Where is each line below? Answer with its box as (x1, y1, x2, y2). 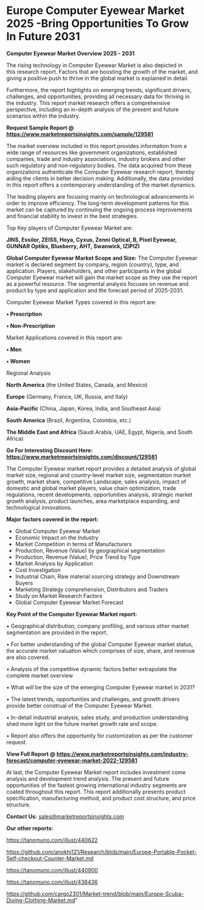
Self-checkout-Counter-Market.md (6, 855, 94, 862)
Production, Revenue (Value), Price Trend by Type (15, 553, 141, 561)
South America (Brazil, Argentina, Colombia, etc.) (6, 416, 132, 424)
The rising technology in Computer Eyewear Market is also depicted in (6, 62, 183, 69)
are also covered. (6, 653, 50, 661)
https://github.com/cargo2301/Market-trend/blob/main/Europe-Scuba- (6, 890, 185, 897)
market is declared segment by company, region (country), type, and (6, 260, 179, 268)
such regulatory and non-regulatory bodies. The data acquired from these (6, 162, 192, 169)
